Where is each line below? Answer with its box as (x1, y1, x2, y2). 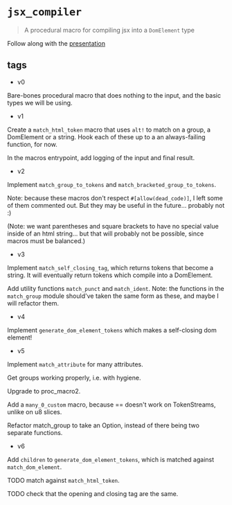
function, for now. (7, 140, 57, 148)
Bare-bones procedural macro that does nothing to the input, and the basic (7, 91, 222, 99)
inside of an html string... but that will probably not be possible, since (7, 229, 204, 238)
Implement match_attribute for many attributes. (7, 360, 143, 369)
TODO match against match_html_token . (7, 476, 120, 484)
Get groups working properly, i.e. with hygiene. (7, 373, 141, 382)
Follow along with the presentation (7, 39, 106, 47)
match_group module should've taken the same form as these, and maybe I (7, 292, 220, 300)
